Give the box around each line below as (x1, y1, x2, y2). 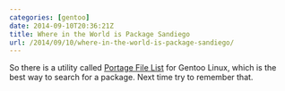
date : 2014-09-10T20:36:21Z (9, 21, 115, 30)
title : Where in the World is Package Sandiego (9, 29, 191, 38)
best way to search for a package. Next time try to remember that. (9, 72, 254, 83)
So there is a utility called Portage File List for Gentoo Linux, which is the (9, 62, 277, 73)
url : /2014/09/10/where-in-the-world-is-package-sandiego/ (9, 37, 235, 47)
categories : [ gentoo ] (9, 12, 91, 22)
